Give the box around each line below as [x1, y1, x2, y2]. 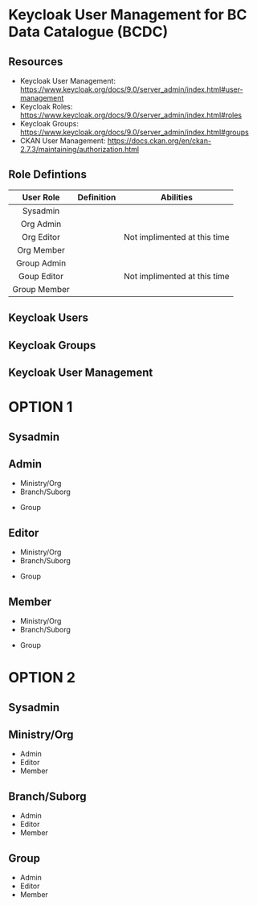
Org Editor [21, 231, 60, 242]
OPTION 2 [8, 669, 76, 687]
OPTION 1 [8, 398, 73, 416]
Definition [77, 191, 116, 203]
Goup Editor [18, 270, 64, 282]
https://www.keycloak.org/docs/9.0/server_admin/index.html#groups [19, 127, 249, 137]
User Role [22, 191, 60, 203]
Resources [8, 55, 63, 68]
